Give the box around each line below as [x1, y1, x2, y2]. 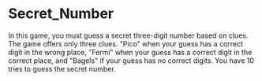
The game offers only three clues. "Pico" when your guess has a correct [8, 39, 243, 48]
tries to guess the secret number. [8, 64, 116, 73]
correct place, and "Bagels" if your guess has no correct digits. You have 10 [8, 56, 255, 65]
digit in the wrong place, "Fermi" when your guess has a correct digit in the [8, 47, 253, 57]
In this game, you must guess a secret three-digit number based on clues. [8, 31, 249, 40]
